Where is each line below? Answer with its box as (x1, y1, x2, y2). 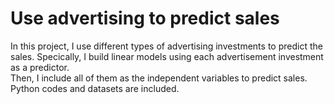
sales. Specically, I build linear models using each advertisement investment (10, 50, 324, 62)
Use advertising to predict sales (10, 7, 280, 30)
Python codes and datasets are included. (10, 82, 180, 94)
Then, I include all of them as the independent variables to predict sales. (10, 72, 308, 84)
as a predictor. (10, 61, 70, 73)
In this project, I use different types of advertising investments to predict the (10, 40, 323, 52)
